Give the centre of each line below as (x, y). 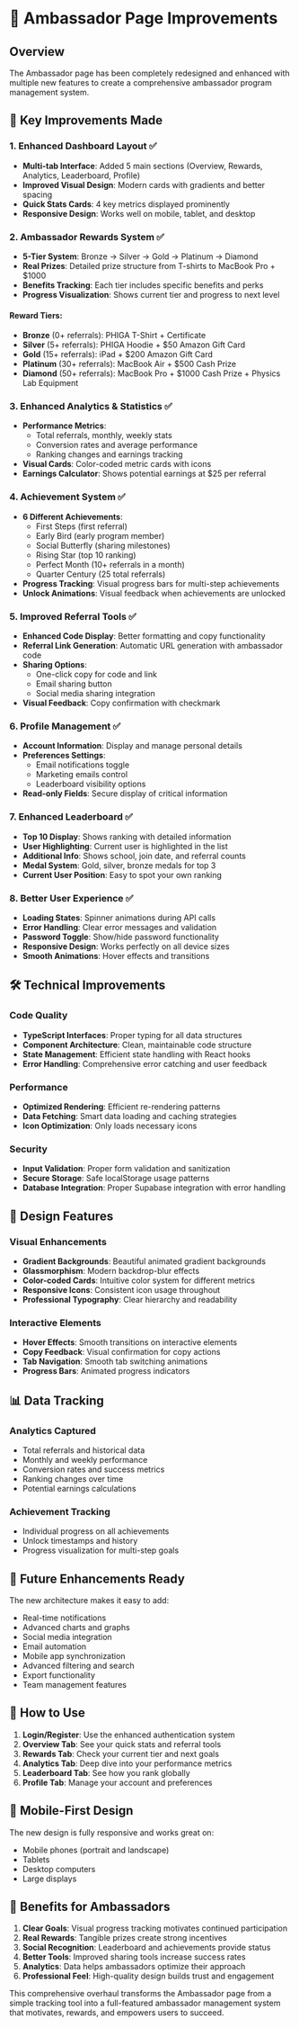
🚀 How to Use (47, 1713)
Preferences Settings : (64, 756)
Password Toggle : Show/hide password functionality (121, 937)
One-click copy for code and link (96, 675)
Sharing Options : (54, 665)
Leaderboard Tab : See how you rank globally (106, 1772)
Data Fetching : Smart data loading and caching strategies (129, 1116)
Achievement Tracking (60, 1511)
